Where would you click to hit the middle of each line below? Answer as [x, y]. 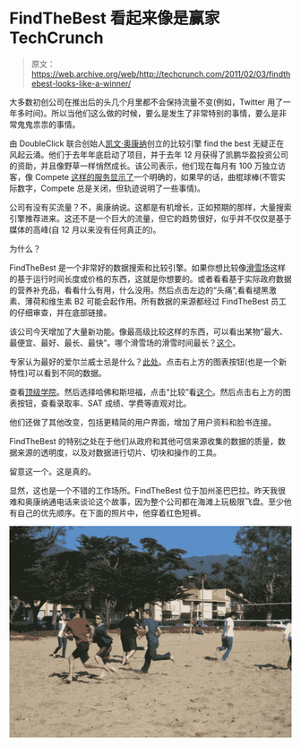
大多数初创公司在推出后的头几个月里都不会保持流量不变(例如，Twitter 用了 [146, 102]
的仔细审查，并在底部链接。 [60, 312]
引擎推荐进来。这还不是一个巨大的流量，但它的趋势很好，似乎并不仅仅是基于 [150, 218]
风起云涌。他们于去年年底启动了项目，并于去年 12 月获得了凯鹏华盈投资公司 [149, 154]
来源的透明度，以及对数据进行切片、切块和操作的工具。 [119, 452]
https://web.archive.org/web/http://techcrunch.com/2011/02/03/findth [161, 73]
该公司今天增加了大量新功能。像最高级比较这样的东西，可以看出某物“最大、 [149, 331]
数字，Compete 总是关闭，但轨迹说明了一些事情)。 [111, 188]
